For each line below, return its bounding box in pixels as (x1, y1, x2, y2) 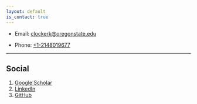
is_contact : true (6, 14, 49, 20)
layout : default (6, 8, 46, 15)
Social (6, 64, 29, 74)
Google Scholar (14, 79, 53, 86)
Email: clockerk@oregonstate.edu (14, 30, 97, 37)
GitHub (14, 92, 32, 99)
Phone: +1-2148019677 (14, 41, 70, 48)
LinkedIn (14, 85, 36, 92)
